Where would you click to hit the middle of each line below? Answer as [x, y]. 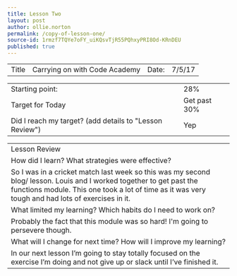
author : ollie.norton [39, 27]
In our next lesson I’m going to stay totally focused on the [105, 253]
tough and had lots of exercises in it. [71, 198]
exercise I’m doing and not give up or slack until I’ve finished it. [115, 262]
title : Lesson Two [34, 14]
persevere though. [41, 230]
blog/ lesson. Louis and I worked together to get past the [104, 181]
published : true [31, 47]
